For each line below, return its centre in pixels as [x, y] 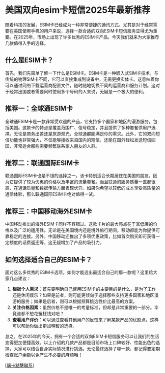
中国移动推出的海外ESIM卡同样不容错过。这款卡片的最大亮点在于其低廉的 [79, 224]
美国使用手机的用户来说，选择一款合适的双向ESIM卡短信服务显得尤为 [83, 31]
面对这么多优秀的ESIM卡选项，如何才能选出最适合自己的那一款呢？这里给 [79, 272]
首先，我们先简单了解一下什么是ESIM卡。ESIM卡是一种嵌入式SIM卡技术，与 [82, 73]
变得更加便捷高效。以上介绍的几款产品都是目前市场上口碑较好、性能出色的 [80, 342]
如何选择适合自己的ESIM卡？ [49, 259]
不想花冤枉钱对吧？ [45, 314]
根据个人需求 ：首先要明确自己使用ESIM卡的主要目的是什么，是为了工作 [84, 289]
